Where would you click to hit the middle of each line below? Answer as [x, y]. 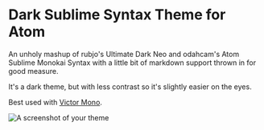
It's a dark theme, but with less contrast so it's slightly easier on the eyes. [130, 87]
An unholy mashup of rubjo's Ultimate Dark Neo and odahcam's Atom [124, 54]
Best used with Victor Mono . [56, 102]
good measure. [33, 71]
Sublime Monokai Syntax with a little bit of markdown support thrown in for [132, 63]
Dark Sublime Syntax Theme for [117, 15]
